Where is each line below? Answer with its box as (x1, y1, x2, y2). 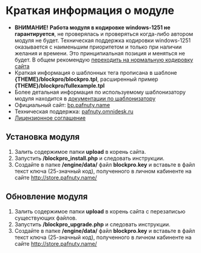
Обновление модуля (5, 192, 88, 202)
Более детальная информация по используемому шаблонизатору (14, 88, 186, 95)
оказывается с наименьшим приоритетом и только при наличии (14, 43, 182, 50)
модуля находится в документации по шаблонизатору (14, 95, 156, 102)
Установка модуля (5, 132, 80, 142)
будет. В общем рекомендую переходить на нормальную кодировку (14, 56, 194, 63)
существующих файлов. (14, 214, 77, 221)
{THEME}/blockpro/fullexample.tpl (14, 81, 105, 89)
